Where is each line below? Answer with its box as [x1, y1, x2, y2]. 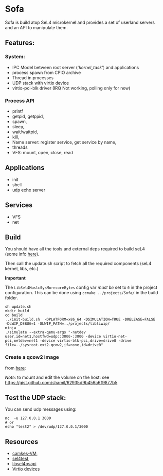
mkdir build [5, 309, 29, 314]
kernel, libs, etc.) [5, 266, 39, 272]
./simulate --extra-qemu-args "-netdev [5, 330, 86, 335]
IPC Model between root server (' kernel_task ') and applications [12, 64, 139, 70]
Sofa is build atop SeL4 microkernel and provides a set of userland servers [5, 19, 155, 25]
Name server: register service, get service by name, [12, 139, 117, 145]
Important [5, 275, 26, 281]
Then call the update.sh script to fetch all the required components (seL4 [5, 261, 152, 266]
